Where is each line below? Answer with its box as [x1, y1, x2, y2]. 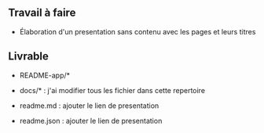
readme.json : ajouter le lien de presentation [19, 116, 163, 125]
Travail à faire [8, 6, 76, 20]
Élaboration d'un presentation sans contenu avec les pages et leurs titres [19, 27, 256, 36]
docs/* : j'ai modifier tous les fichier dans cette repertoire [19, 85, 206, 95]
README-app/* [19, 70, 71, 80]
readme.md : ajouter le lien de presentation [19, 101, 159, 110]
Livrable [8, 50, 49, 63]
